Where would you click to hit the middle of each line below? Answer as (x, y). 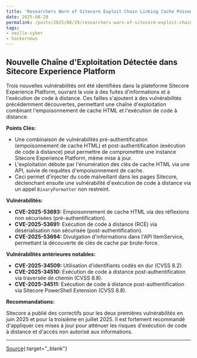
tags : (13, 28)
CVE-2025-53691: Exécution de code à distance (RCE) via (86, 224)
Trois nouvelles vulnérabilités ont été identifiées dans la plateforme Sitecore (98, 85)
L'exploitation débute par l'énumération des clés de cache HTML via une (102, 164)
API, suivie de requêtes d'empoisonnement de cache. (79, 170)
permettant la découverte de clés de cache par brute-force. (87, 243)
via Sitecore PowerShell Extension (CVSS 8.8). (71, 290)
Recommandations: (30, 301)
